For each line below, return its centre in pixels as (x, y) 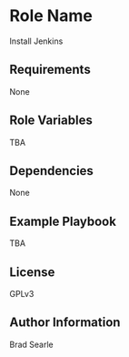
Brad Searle (31, 344)
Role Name (51, 16)
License (32, 272)
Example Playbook (63, 221)
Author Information (65, 323)
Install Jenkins (36, 41)
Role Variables (51, 121)
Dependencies (51, 171)
